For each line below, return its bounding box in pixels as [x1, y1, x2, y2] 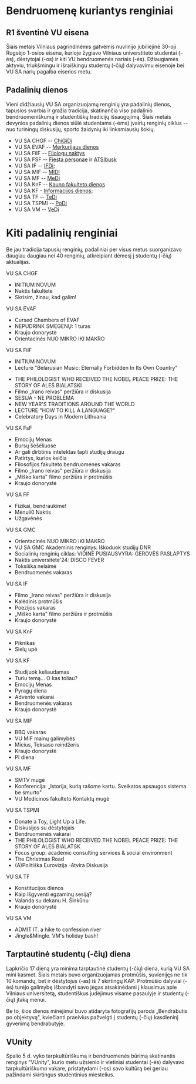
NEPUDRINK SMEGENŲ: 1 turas [14, 322, 91, 330]
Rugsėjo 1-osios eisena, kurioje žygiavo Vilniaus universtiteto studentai [6, 49, 177, 56]
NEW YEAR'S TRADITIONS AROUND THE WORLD [14, 400, 135, 407]
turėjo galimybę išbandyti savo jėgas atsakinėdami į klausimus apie [15, 983, 177, 991]
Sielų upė [14, 645, 38, 653]
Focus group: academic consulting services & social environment [14, 849, 173, 856]
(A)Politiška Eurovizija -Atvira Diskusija [14, 861, 109, 868]
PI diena [14, 754, 35, 761]
